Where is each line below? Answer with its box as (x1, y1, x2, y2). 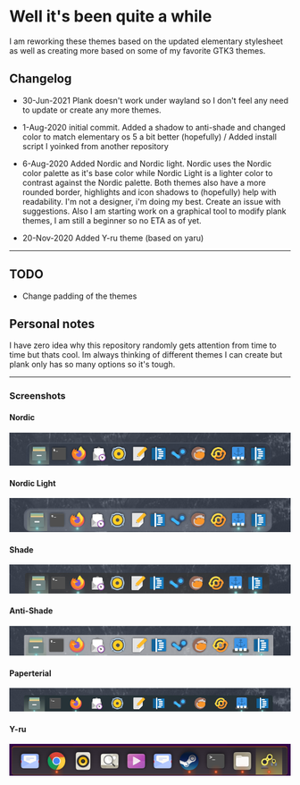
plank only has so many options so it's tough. (9, 359, 176, 370)
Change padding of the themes (21, 291, 137, 301)
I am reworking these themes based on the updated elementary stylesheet (9, 36, 284, 46)
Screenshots (9, 390, 66, 402)
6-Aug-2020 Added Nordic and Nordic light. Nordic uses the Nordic (21, 158, 272, 169)
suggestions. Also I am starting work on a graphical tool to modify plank (21, 206, 287, 216)
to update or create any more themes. (21, 105, 162, 115)
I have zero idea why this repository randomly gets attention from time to (9, 340, 277, 350)
